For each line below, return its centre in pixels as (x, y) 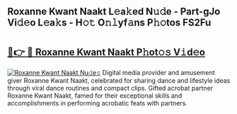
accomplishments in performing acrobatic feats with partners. (97, 103)
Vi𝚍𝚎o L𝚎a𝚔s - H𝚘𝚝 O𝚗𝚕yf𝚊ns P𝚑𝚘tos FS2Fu (109, 23)
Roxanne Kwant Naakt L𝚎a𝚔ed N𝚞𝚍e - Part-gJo (114, 12)
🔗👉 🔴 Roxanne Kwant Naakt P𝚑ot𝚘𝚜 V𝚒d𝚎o (106, 52)
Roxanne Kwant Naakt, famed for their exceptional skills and (95, 96)
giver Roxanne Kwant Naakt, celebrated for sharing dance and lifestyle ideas (119, 80)
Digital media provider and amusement (159, 73)
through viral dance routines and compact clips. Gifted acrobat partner (110, 88)
